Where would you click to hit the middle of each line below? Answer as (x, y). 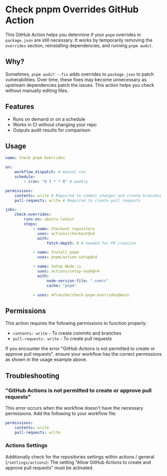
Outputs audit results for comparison (51, 130)
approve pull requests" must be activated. (49, 468)
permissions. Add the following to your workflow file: (61, 413)
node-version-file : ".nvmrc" (78, 281)
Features (20, 107)
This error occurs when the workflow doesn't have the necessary (74, 408)
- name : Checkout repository (64, 229)
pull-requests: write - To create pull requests (62, 339)
